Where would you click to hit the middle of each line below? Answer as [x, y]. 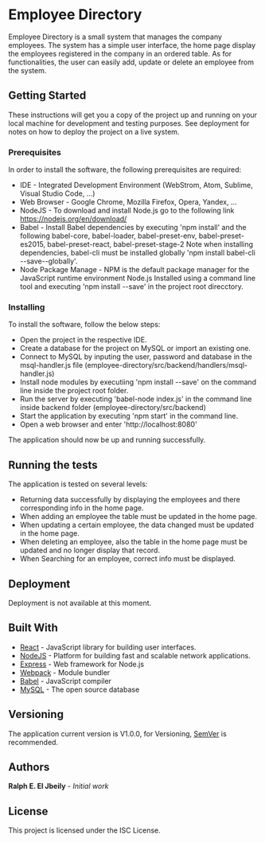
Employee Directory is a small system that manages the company [115, 37]
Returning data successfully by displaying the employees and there [130, 500]
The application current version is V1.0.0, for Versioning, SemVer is [117, 733]
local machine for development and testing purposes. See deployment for [129, 123]
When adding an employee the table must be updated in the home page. [138, 517]
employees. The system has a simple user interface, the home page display [132, 45]
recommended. [33, 742]
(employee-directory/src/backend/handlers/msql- [166, 365]
